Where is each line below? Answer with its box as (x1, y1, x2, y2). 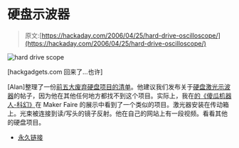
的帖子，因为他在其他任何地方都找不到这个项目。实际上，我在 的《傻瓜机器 (14, 91, 232, 100)
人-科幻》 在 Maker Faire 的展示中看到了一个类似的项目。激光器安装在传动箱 (7, 100, 229, 108)
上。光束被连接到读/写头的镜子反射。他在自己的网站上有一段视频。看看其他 (7, 109, 228, 118)
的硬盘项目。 (7, 118, 45, 126)
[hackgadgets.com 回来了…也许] (7, 67, 103, 76)
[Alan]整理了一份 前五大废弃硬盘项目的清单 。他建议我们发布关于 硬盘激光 (7, 82, 218, 91)
